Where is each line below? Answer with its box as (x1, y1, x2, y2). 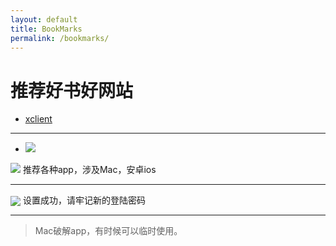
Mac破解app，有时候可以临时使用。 (34, 225, 183, 237)
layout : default (10, 14, 78, 25)
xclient (24, 113, 53, 125)
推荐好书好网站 (10, 79, 134, 102)
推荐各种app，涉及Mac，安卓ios (22, 164, 157, 176)
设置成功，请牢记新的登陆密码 (22, 194, 146, 206)
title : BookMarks (10, 24, 83, 34)
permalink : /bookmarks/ (10, 33, 110, 43)
